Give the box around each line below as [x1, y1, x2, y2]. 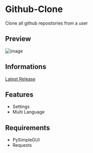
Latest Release [5, 76, 36, 82]
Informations [5, 63, 46, 71]
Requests [12, 142, 32, 148]
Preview [5, 35, 31, 43]
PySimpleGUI [12, 137, 40, 143]
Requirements [5, 123, 50, 132]
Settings [12, 104, 30, 110]
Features [5, 90, 33, 99]
